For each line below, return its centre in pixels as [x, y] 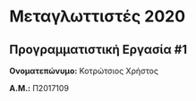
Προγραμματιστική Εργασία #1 [98, 50]
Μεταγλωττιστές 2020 [98, 17]
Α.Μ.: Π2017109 [39, 88]
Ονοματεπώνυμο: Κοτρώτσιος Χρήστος [84, 71]
